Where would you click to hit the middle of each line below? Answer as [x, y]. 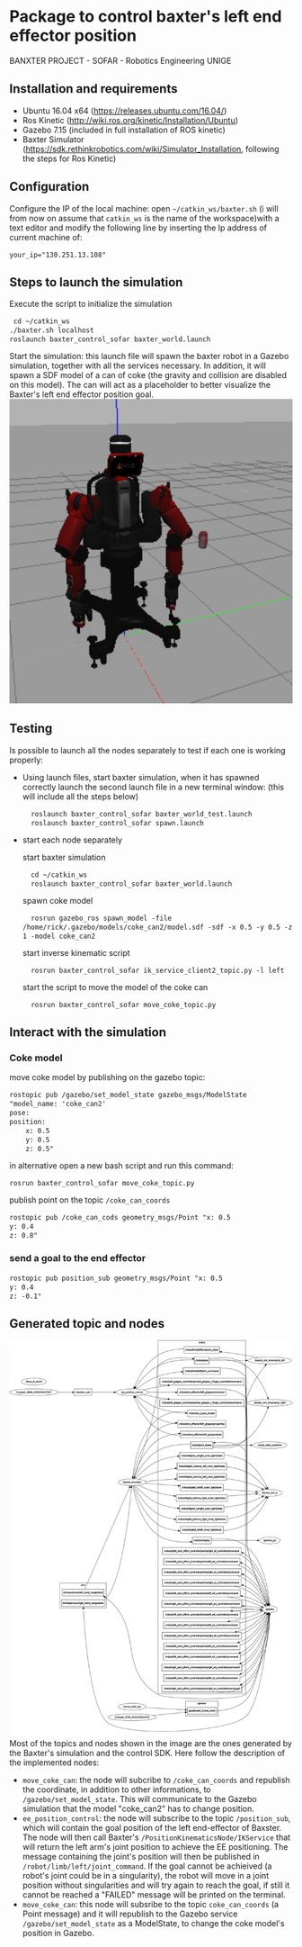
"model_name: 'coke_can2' [58, 1104]
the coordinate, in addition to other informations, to [116, 1789]
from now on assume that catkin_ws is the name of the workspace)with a [145, 218]
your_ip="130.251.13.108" [58, 255]
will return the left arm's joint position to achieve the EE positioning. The [155, 1847]
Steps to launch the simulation [96, 282]
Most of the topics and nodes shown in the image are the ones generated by [151, 1744]
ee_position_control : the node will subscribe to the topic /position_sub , [156, 1818]
